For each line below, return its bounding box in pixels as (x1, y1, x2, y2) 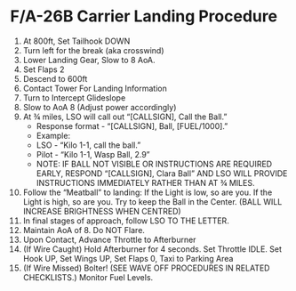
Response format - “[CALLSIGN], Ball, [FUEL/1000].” (36, 120, 228, 131)
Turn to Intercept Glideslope (22, 92, 126, 103)
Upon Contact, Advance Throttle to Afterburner (22, 234, 196, 245)
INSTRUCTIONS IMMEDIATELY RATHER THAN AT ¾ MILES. (36, 177, 255, 188)
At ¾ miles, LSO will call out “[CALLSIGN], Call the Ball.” (22, 111, 228, 122)
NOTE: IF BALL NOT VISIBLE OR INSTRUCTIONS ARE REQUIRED (36, 158, 273, 169)
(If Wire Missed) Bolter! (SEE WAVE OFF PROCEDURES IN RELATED (22, 263, 270, 273)
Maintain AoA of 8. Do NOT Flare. (22, 224, 146, 235)
